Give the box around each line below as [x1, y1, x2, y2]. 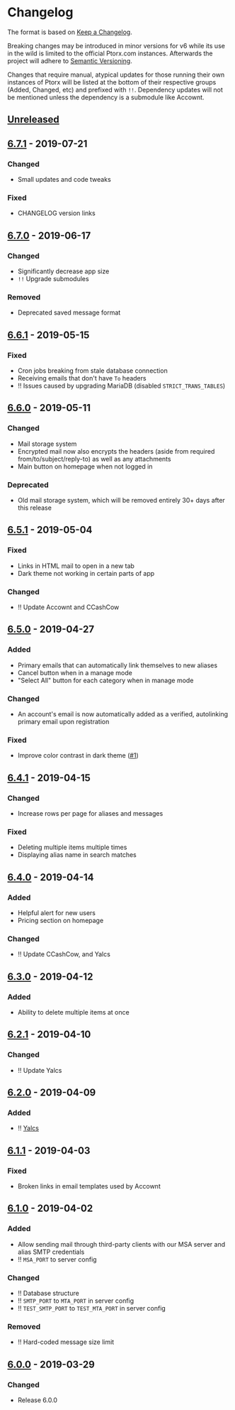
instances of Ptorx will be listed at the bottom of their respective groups [7, 77, 217, 86]
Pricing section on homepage [17, 916, 104, 924]
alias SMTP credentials [17, 1247, 85, 1256]
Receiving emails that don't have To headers [17, 373, 147, 382]
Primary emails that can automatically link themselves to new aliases [17, 661, 218, 670]
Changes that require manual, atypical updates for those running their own [7, 70, 225, 79]
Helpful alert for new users [17, 908, 96, 917]
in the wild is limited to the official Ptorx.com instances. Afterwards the [7, 49, 214, 58]
